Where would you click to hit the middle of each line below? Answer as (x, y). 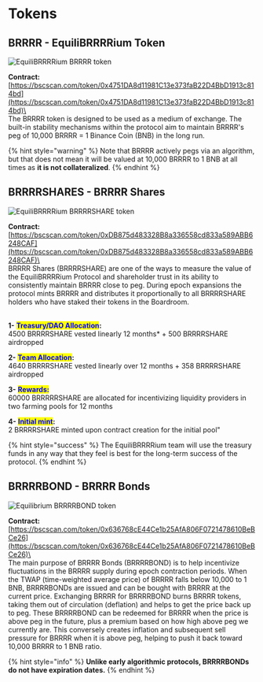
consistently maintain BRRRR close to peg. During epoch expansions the (125, 285)
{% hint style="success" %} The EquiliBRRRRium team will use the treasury (130, 445)
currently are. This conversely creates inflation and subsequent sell (117, 629)
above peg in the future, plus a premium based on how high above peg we (128, 621)
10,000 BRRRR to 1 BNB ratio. (55, 646)
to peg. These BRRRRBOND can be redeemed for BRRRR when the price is (128, 613)
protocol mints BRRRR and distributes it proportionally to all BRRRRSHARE (127, 293)
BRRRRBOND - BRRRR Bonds (79, 486)
